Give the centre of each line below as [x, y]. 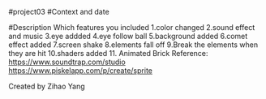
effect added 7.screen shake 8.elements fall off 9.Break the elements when [133, 45]
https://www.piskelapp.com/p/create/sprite [80, 71]
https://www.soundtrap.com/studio [67, 62]
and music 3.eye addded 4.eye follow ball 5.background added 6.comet [128, 36]
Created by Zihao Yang [47, 86]
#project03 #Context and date [59, 12]
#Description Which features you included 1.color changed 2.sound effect [132, 27]
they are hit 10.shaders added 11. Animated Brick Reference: [108, 53]
